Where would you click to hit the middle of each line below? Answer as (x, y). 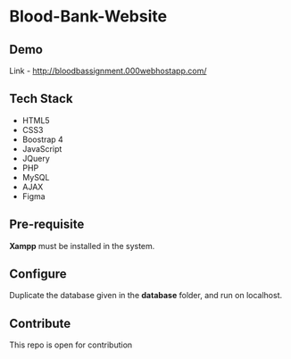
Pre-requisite (47, 225)
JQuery (36, 158)
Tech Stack (41, 99)
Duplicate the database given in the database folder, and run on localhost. (146, 296)
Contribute (40, 323)
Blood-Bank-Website (88, 17)
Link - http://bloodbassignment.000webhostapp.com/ (108, 71)
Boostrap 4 (43, 139)
